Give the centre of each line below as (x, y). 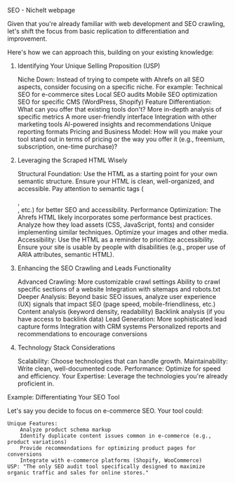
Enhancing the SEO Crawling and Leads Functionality (94, 268)
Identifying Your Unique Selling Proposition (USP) (89, 66)
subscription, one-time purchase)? (67, 146)
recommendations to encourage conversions (82, 334)
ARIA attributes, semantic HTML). (66, 254)
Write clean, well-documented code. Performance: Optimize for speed (119, 369)
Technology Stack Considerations (66, 348)
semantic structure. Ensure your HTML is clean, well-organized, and (116, 181)
